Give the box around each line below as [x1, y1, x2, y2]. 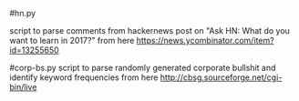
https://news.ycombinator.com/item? [136, 35, 275, 45]
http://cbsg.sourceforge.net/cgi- [160, 72, 283, 83]
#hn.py [9, 8, 36, 18]
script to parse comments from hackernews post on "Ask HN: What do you [9, 25, 290, 35]
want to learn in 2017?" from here [9, 35, 135, 45]
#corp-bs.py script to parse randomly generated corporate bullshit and [9, 63, 276, 73]
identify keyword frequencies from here [9, 72, 159, 83]
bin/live [9, 82, 37, 92]
